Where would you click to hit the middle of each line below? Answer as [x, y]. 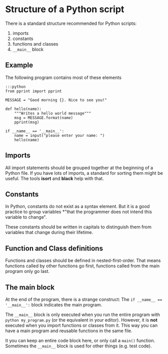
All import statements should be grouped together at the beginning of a [79, 168]
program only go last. [27, 271]
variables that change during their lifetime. [49, 232]
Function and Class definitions [54, 248]
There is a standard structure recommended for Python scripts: [71, 23]
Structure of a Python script [65, 9]
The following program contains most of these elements [64, 77]
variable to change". [26, 217]
